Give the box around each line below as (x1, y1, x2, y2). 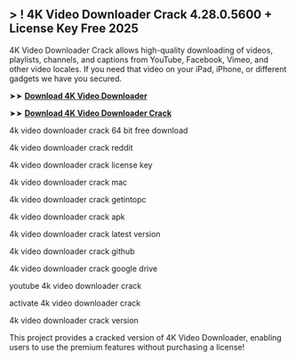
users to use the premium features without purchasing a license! (9, 341, 245, 352)
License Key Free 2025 (9, 21, 140, 37)
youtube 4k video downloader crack (9, 280, 142, 291)
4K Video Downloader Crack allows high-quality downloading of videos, (9, 45, 274, 55)
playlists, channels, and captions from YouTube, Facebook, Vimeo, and (9, 53, 268, 65)
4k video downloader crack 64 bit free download (9, 125, 188, 135)
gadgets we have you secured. (9, 73, 123, 84)
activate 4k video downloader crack (9, 298, 141, 308)
